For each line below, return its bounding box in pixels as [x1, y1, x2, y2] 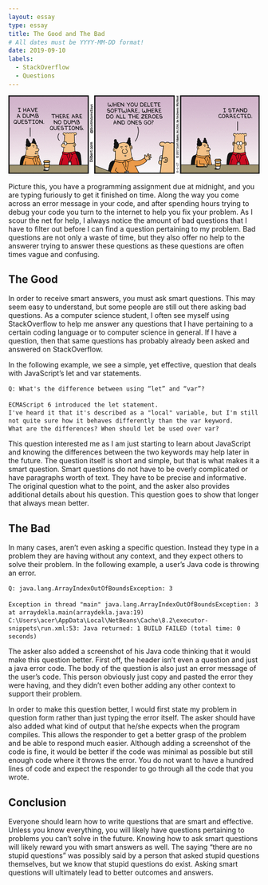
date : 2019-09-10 [8, 46, 66, 55]
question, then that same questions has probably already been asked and [8, 336, 250, 346]
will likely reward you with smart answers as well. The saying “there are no [8, 843, 253, 852]
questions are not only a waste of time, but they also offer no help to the [8, 232, 246, 242]
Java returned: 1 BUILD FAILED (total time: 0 [83, 625, 241, 633]
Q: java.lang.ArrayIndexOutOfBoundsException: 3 [8, 585, 173, 593]
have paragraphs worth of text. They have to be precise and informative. [8, 473, 246, 482]
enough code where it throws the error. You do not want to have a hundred [8, 756, 254, 765]
